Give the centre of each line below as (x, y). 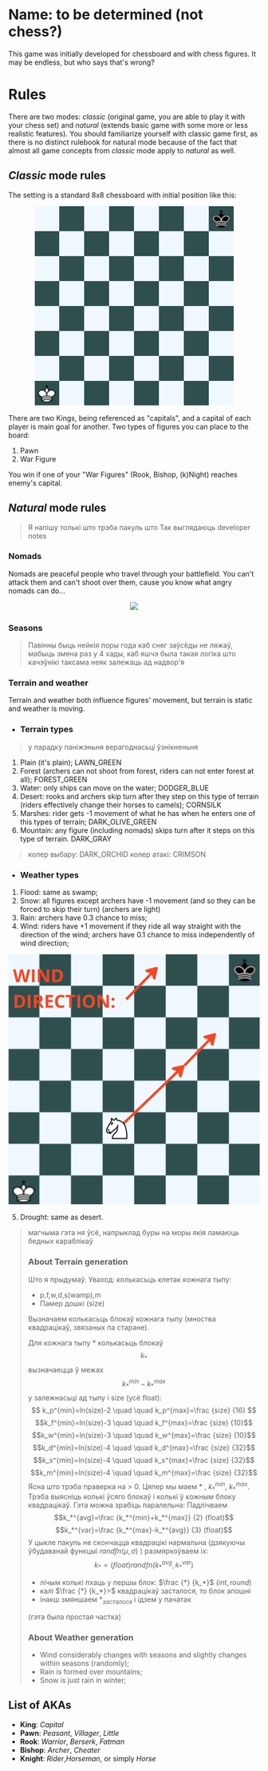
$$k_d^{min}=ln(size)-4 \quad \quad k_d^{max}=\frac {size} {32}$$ (144, 1448)
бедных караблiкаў (60, 1241)
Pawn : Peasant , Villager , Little (69, 1733)
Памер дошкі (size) (72, 1303)
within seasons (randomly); (85, 1663)
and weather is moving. (47, 709)
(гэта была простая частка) (75, 1616)
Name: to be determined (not (106, 15)
